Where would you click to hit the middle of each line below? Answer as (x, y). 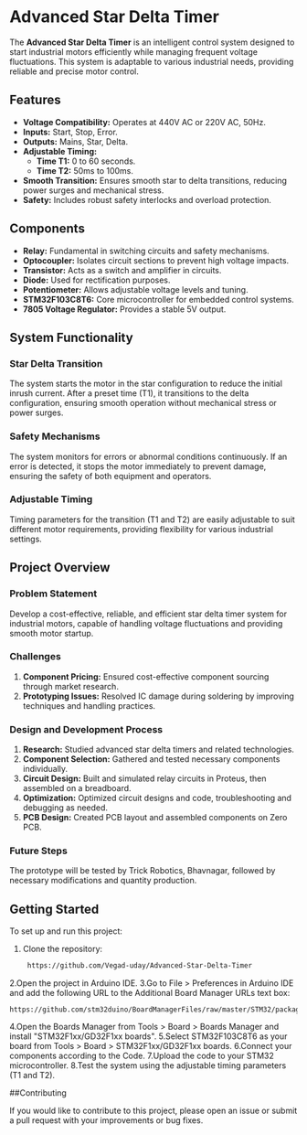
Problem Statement (53, 594)
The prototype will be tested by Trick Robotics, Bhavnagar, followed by (143, 871)
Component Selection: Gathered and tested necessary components (151, 759)
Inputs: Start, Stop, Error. (70, 132)
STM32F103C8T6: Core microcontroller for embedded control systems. (158, 299)
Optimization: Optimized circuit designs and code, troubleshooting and (157, 798)
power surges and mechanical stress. (93, 190)
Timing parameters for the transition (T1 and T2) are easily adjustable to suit (152, 519)
